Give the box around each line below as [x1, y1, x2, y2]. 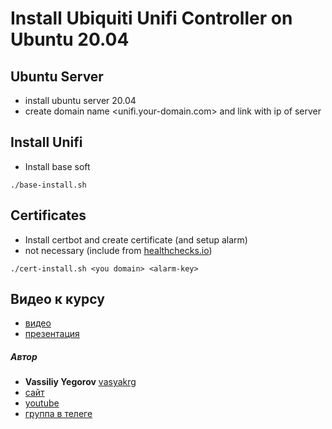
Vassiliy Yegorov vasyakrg [24, 376, 137, 388]
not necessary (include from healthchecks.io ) [24, 244, 213, 256]
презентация [24, 328, 80, 340]
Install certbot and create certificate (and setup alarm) [24, 233, 248, 246]
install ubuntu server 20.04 [24, 95, 137, 106]
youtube [24, 397, 60, 409]
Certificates [10, 207, 87, 224]
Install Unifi [10, 134, 83, 151]
